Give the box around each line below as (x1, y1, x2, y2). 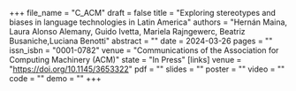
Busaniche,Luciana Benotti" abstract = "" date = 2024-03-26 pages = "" (9, 35, 273, 46)
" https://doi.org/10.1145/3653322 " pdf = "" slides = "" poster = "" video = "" (9, 64, 285, 74)
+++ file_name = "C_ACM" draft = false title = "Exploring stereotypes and (9, 8, 277, 18)
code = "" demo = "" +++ (9, 73, 102, 83)
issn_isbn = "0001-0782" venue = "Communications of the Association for (9, 45, 279, 56)
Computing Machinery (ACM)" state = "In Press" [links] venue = (9, 55, 242, 64)
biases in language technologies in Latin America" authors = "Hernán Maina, (9, 17, 288, 27)
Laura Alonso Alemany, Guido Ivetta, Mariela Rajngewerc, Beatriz (9, 27, 246, 36)
